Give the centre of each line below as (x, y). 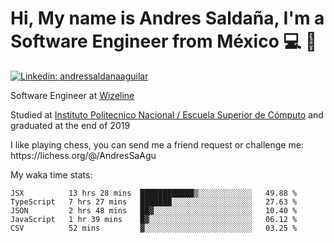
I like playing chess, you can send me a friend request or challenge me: (157, 144)
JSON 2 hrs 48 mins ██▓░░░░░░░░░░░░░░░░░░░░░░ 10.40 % (154, 210)
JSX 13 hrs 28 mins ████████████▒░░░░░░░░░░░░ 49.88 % (154, 193)
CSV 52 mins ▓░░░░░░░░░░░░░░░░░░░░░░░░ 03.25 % (154, 228)
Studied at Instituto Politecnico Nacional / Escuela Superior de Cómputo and (167, 114)
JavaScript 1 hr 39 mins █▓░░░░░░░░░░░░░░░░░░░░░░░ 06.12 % (154, 219)
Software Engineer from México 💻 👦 (164, 41)
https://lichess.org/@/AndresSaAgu (83, 155)
